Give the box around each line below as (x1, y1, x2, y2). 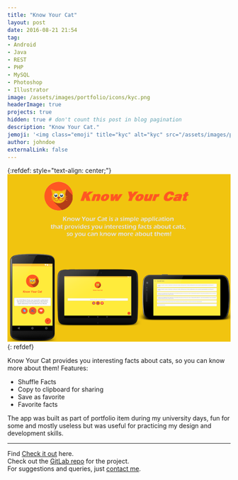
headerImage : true (7, 101, 62, 108)
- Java (7, 49, 27, 56)
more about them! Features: (7, 364, 89, 372)
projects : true (7, 108, 52, 116)
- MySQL (7, 71, 30, 78)
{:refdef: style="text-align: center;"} (7, 167, 112, 175)
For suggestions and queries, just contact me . (7, 464, 142, 473)
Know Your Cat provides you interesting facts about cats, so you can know (7, 357, 225, 365)
